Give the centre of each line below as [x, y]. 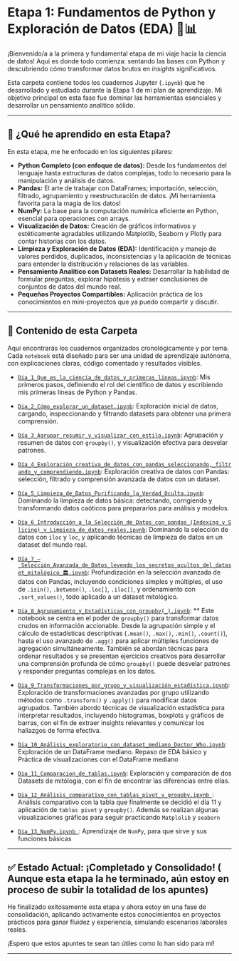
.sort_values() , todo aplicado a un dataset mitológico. [98, 597]
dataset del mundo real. [52, 544]
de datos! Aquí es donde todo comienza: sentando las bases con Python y [116, 61]
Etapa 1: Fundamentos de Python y [112, 12]
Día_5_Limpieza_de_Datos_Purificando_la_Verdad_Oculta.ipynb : [111, 493]
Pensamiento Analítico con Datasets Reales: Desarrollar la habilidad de [123, 271]
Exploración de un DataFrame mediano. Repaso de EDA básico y [112, 751]
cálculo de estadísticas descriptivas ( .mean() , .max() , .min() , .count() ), [122, 633]
